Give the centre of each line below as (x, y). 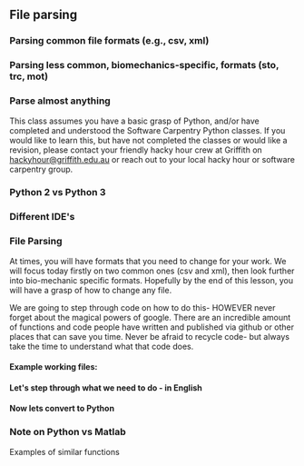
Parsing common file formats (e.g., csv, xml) (109, 41)
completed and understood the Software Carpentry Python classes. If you (147, 130)
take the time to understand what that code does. (102, 346)
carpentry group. (41, 169)
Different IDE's (42, 217)
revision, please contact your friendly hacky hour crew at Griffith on (136, 150)
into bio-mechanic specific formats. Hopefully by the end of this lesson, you (151, 280)
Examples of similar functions (64, 451)
